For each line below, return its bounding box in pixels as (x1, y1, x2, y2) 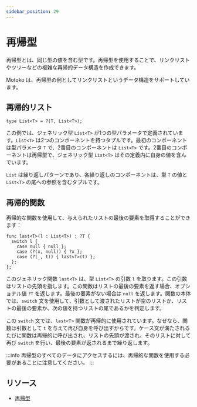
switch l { (11, 239, 38, 245)
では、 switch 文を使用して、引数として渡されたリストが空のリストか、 (6, 298, 177, 305)
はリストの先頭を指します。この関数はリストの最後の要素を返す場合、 (6, 283, 175, 290)
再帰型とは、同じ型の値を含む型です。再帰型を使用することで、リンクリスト (6, 56, 191, 64)
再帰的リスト (6, 102, 53, 112)
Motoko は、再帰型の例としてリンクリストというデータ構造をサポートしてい (6, 76, 190, 83)
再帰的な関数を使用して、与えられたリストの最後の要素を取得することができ (6, 214, 191, 221)
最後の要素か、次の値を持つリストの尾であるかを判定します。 (16, 305, 165, 312)
